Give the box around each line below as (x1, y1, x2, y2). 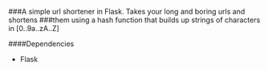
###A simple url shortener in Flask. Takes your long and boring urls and (8, 7, 246, 16)
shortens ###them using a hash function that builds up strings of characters (8, 15, 261, 25)
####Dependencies (8, 39, 75, 49)
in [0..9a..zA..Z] (8, 24, 60, 33)
